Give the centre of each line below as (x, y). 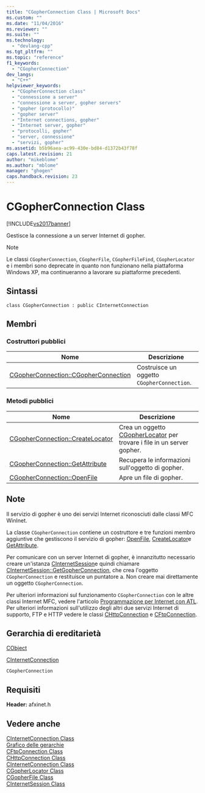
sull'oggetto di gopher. (151, 468)
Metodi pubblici (30, 401)
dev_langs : (20, 74)
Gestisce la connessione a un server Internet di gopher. (76, 235)
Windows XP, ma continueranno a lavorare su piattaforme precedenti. (94, 272)
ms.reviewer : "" (27, 29)
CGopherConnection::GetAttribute (58, 463)
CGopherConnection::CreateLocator (61, 438)
